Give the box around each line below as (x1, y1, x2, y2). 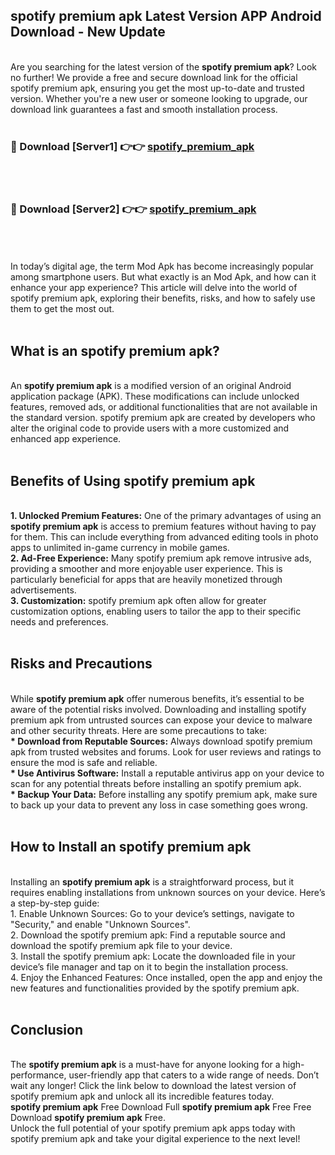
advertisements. (10, 584, 77, 596)
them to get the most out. (10, 303, 115, 315)
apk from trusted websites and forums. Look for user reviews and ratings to (10, 745, 322, 758)
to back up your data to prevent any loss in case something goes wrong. (10, 799, 308, 811)
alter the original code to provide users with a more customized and (10, 422, 290, 434)
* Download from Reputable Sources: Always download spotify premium (10, 735, 313, 747)
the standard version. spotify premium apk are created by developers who (10, 412, 316, 424)
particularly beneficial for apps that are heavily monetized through (10, 574, 283, 586)
